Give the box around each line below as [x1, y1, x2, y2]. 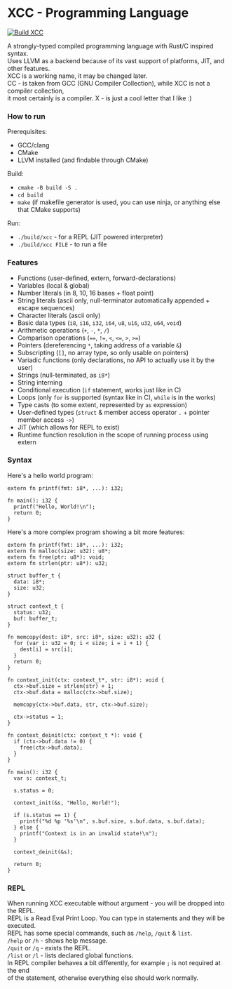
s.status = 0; [13, 787, 55, 794]
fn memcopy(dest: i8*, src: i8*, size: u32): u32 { [7, 633, 161, 640]
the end [7, 967, 29, 975]
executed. [7, 922, 36, 930]
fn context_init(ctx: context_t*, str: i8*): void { [7, 676, 165, 684]
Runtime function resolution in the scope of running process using [17, 430, 209, 439]
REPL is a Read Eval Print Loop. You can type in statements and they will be [7, 914, 226, 922]
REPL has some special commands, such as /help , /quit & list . [7, 929, 193, 938]
